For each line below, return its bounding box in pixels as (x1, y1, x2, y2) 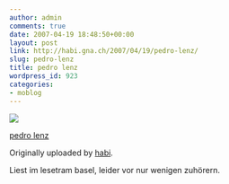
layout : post (9, 38, 58, 48)
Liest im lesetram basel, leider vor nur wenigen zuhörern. (9, 164, 220, 175)
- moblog (9, 88, 42, 97)
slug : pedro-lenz (9, 55, 75, 64)
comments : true (9, 22, 66, 31)
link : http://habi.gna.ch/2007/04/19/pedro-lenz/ (9, 47, 199, 56)
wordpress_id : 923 (9, 72, 78, 81)
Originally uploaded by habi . (9, 147, 114, 158)
